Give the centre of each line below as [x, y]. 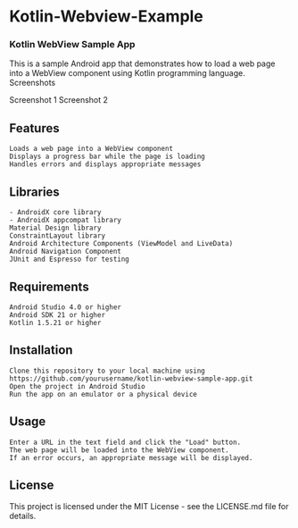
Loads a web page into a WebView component [91, 149]
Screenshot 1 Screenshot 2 [59, 100]
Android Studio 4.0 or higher [66, 307]
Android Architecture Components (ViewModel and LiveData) [121, 244]
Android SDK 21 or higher [57, 314]
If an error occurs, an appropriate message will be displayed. [131, 457]
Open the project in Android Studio [77, 386]
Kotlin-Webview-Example [106, 17]
